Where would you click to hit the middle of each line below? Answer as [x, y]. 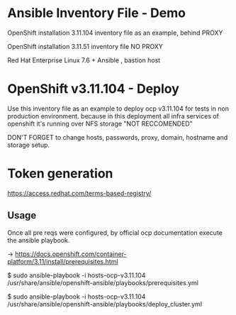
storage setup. [29, 145]
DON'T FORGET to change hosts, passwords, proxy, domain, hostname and [118, 137]
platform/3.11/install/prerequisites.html [63, 261]
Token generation [60, 173]
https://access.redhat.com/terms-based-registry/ [79, 193]
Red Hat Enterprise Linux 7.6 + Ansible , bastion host [84, 60]
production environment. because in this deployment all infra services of [113, 116]
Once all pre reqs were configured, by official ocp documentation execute [115, 233]
